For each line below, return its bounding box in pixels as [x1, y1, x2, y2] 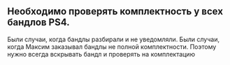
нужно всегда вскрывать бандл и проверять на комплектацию [7, 50, 196, 58]
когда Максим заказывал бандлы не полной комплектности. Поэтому [7, 42, 217, 51]
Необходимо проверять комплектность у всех [7, 6, 224, 17]
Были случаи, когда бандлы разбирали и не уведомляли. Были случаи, [7, 35, 220, 43]
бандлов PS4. [7, 17, 70, 29]
